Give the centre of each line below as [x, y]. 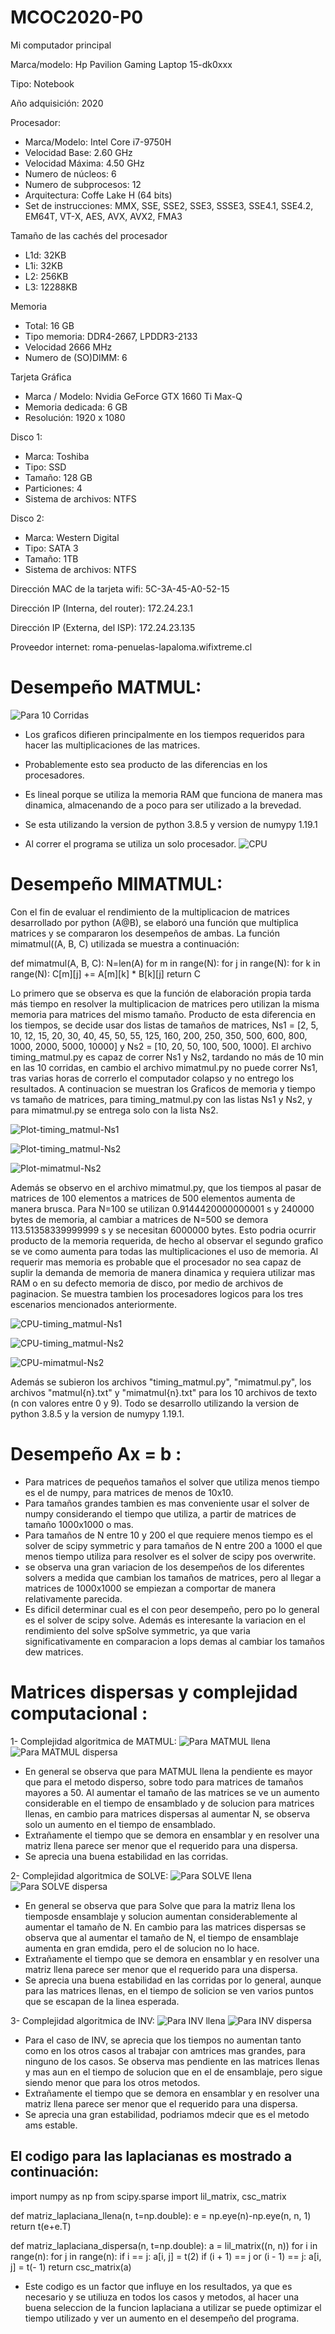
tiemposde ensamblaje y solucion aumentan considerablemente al [161, 1916]
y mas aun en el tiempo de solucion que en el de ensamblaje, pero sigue [173, 2072]
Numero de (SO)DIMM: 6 [76, 357]
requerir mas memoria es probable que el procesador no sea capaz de [156, 1262]
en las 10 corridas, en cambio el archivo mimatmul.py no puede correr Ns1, [164, 1067]
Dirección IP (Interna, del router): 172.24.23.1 [101, 608]
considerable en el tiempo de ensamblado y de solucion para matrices [169, 1803]
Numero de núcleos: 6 [70, 173]
